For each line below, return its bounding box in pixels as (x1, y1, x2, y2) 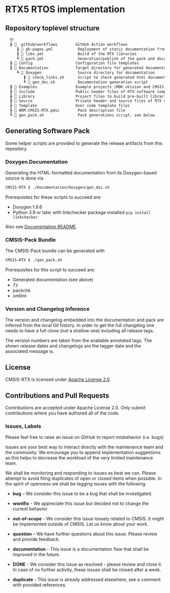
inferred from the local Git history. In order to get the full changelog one (5, 322, 154, 328)
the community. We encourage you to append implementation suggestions (5, 449, 161, 456)
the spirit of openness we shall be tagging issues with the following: (5, 481, 147, 487)
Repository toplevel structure (5, 24, 100, 32)
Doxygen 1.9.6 (12, 204, 42, 210)
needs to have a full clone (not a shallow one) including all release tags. (5, 328, 154, 334)
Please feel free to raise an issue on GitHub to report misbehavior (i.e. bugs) (5, 434, 164, 440)
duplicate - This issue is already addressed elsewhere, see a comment (12, 577, 161, 583)
